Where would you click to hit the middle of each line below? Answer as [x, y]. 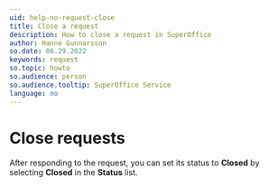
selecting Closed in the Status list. [74, 173]
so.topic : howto [40, 69]
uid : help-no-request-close [62, 18]
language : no [34, 93]
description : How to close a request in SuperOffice [111, 34]
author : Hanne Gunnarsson [58, 43]
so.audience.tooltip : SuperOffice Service [90, 85]
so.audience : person [48, 77]
